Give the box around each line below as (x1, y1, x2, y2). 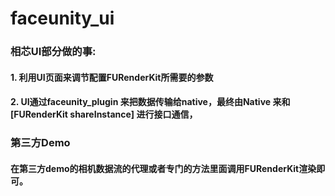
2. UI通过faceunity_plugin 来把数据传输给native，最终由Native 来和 (10, 96, 291, 108)
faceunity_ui (10, 7, 115, 30)
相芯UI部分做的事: (10, 45, 97, 59)
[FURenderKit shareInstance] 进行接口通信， (10, 108, 198, 121)
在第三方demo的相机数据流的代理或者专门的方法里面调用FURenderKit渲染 (10, 162, 317, 174)
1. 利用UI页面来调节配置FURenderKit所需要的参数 (10, 71, 214, 83)
